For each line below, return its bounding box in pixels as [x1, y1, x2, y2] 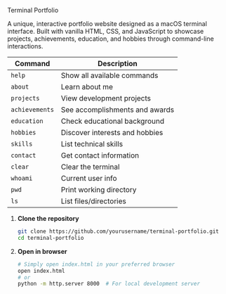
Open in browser [17, 247, 67, 255]
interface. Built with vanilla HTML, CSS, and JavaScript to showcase [7, 27, 204, 35]
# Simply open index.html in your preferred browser [17, 260, 175, 268]
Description [97, 59, 138, 68]
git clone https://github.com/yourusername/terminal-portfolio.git [17, 228, 219, 235]
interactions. [7, 42, 44, 50]
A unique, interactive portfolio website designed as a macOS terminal [7, 20, 207, 27]
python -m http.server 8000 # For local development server [17, 281, 201, 288]
